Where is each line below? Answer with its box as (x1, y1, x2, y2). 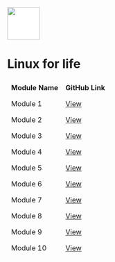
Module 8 (11, 211, 43, 220)
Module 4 (11, 147, 43, 157)
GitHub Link (65, 82, 105, 92)
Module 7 (11, 195, 43, 204)
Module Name (11, 82, 59, 92)
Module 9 (11, 227, 43, 236)
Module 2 (11, 114, 43, 124)
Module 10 (11, 243, 47, 252)
